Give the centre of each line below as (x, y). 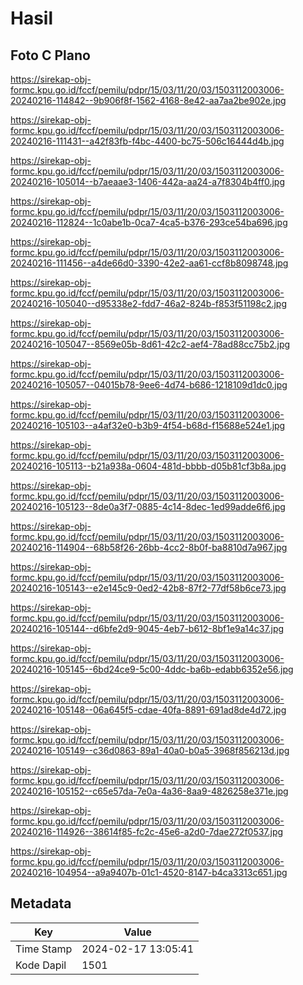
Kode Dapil (41, 965)
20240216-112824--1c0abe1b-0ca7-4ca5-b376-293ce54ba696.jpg (149, 222)
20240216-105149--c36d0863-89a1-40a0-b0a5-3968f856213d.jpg (150, 750)
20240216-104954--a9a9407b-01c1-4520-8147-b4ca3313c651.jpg (149, 872)
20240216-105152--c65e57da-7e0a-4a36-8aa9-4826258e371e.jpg (149, 791)
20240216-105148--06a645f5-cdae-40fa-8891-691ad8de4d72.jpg (148, 710)
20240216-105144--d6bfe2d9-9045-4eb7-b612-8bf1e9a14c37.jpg (147, 628)
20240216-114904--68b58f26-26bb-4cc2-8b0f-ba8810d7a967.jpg (149, 547)
